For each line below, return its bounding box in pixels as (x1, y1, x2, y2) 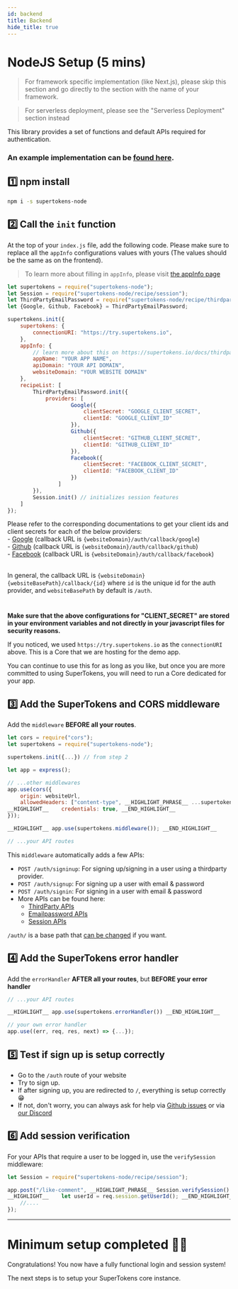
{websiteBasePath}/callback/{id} (7, 580, 106, 587)
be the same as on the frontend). (7, 256, 103, 264)
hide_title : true (7, 23, 59, 30)
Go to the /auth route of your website (17, 1071, 127, 1079)
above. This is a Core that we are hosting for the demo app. (7, 648, 181, 657)
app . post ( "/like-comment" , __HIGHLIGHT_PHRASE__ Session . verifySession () (7, 1186, 230, 1193)
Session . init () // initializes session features (33, 493, 179, 501)
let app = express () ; (7, 766, 72, 774)
